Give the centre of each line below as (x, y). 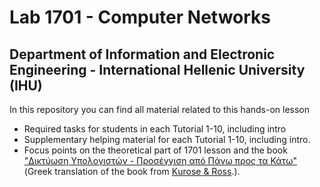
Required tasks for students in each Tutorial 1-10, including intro (155, 129)
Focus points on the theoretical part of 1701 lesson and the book (155, 150)
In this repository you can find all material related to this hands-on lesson (160, 109)
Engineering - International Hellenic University (157, 69)
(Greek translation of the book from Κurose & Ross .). (132, 171)
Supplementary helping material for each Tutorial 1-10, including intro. (167, 139)
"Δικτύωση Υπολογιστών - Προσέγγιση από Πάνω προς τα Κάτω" (160, 160)
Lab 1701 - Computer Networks (140, 17)
